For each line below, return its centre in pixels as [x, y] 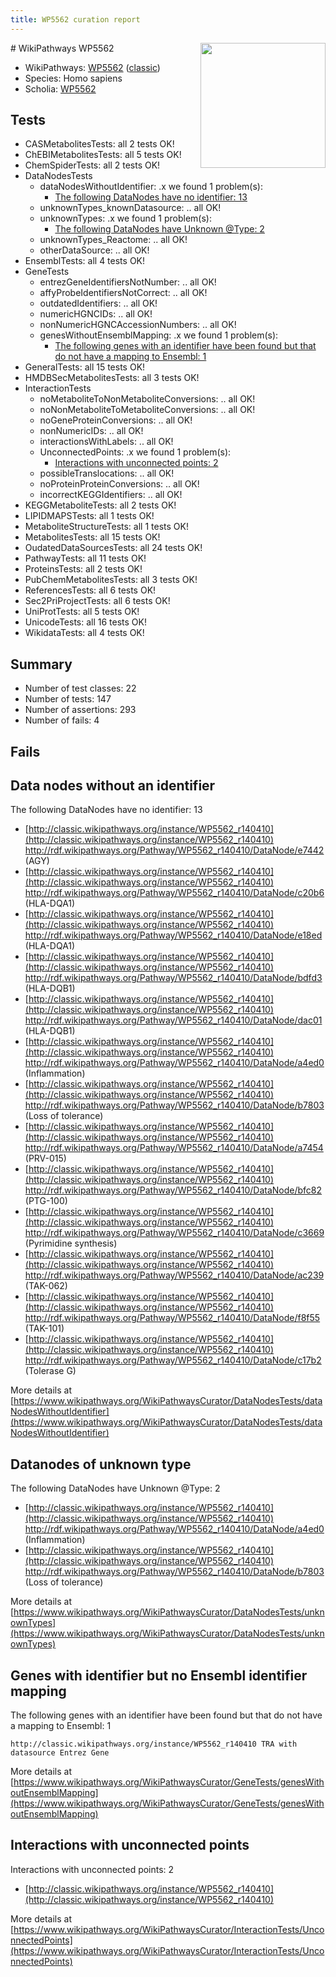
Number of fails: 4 [62, 720]
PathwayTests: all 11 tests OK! [85, 558]
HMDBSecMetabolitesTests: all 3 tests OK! [112, 378]
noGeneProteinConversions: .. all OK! [116, 420]
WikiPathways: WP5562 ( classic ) [92, 67]
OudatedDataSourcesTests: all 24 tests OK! [113, 548]
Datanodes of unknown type [101, 1464]
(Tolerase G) [50, 1371]
